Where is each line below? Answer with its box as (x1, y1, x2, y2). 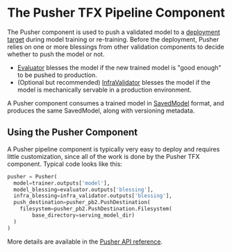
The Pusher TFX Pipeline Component (7, 5, 226, 21)
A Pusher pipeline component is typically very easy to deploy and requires (7, 144, 220, 153)
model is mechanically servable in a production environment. (17, 85, 192, 94)
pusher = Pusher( (7, 173, 58, 180)
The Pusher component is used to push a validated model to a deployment (7, 28, 220, 36)
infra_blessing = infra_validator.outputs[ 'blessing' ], (13, 192, 172, 199)
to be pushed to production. (17, 71, 97, 79)
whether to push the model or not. (7, 50, 105, 58)
